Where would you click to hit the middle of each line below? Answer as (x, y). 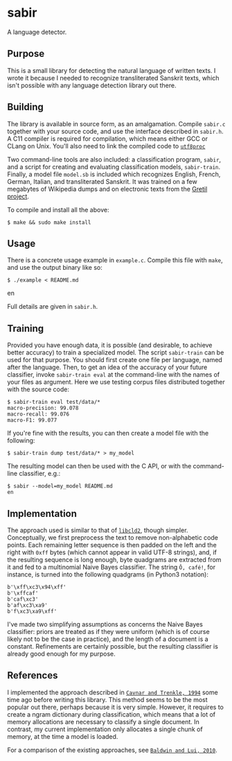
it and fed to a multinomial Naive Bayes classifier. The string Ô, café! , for (111, 567)
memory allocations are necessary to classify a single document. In (103, 721)
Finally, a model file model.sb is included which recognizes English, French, (114, 174)
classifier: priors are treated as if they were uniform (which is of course (108, 632)
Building (25, 107)
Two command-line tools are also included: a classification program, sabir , (114, 159)
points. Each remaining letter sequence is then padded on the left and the (112, 545)
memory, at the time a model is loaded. (63, 736)
